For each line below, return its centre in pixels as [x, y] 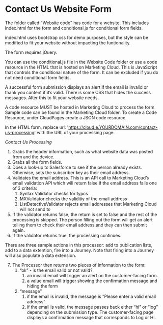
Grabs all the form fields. [37, 162]
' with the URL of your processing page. [74, 132]
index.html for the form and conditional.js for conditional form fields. [74, 28]
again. [18, 230]
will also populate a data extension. [41, 255]
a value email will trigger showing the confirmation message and [92, 281]
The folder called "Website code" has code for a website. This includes [77, 23]
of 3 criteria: [25, 188]
